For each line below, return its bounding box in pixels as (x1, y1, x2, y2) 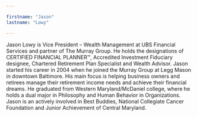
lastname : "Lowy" (6, 19, 49, 26)
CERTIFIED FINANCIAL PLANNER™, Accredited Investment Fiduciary (6, 53, 173, 61)
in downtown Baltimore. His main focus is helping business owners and (6, 72, 180, 80)
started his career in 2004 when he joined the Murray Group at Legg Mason (6, 66, 192, 73)
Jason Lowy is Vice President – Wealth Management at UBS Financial (6, 41, 176, 48)
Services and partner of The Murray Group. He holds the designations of (6, 47, 184, 54)
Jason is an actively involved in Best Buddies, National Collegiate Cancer (6, 97, 184, 105)
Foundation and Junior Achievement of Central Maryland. (6, 104, 147, 111)
